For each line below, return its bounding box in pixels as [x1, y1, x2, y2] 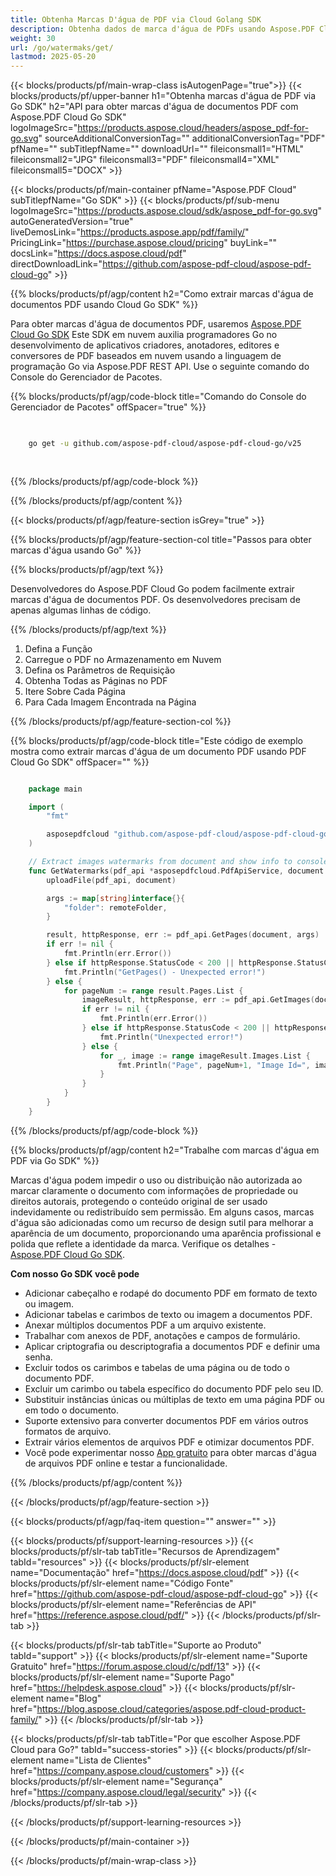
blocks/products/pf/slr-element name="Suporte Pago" [10, 1671, 235, 1683]
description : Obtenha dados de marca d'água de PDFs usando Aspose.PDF [10, 24, 315, 34]
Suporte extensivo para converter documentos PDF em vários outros [24, 1414, 309, 1426]
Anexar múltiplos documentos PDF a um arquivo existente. [24, 1319, 267, 1331]
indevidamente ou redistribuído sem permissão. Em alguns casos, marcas [10, 1206, 315, 1218]
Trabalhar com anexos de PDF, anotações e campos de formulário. [24, 1329, 301, 1341]
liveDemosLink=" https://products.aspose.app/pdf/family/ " [10, 226, 250, 238]
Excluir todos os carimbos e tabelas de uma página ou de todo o [24, 1361, 290, 1373]
